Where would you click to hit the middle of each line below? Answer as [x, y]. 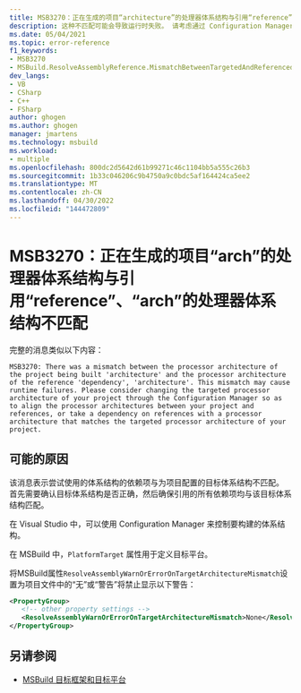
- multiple [30, 159]
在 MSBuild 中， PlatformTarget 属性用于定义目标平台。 [111, 554]
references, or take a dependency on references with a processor [136, 414]
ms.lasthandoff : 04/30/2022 [62, 201]
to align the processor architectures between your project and [132, 406]
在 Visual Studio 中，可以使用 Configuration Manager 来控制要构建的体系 [143, 524]
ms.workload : [34, 150]
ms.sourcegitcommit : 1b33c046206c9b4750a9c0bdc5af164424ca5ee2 [130, 175]
